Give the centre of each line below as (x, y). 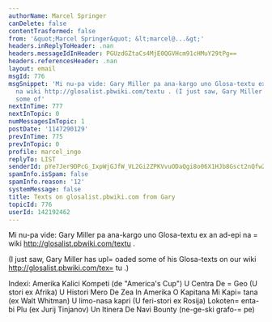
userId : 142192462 (39, 212)
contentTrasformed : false (52, 31)
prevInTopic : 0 (34, 144)
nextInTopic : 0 (34, 114)
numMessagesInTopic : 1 (47, 122)
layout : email (32, 69)
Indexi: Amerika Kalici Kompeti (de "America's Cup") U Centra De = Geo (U (133, 284)
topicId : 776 (30, 204)
